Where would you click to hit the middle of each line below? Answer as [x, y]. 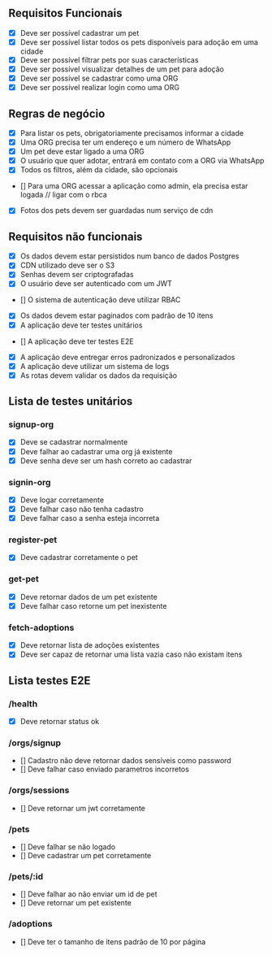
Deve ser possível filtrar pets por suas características [109, 59]
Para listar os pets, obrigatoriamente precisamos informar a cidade [132, 133]
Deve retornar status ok [60, 721]
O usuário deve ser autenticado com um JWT [96, 284]
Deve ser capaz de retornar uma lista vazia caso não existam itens [131, 654]
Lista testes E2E [50, 681]
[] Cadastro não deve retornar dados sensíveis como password [125, 761]
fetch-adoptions [41, 627]
